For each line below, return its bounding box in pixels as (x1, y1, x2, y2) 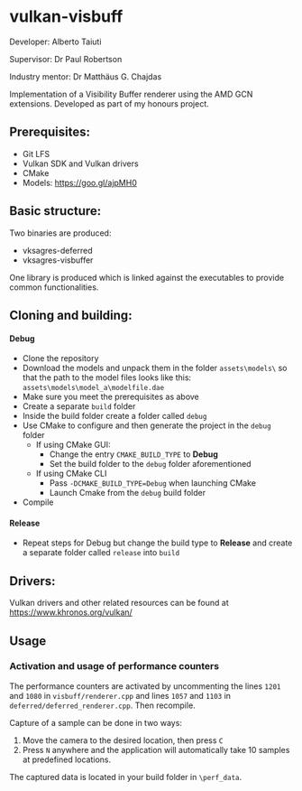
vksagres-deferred (22, 245, 93, 256)
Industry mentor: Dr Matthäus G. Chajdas (9, 70, 162, 82)
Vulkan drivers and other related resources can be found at (9, 598, 229, 609)
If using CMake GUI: (35, 440, 111, 451)
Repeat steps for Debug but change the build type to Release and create (22, 537, 293, 548)
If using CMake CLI (35, 468, 107, 479)
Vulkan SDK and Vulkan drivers (22, 158, 139, 169)
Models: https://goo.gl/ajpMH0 (22, 177, 137, 188)
